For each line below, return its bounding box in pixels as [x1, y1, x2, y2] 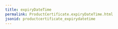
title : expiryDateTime [5, 7, 52, 12]
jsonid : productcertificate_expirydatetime [5, 16, 96, 21]
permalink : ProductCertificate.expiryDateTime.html [5, 12, 113, 17]
